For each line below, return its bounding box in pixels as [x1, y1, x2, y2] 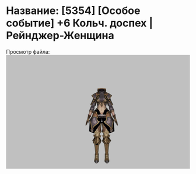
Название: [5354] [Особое [6, 4, 141, 18]
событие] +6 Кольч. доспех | [6, 16, 153, 30]
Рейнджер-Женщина [6, 29, 115, 42]
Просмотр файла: [6, 48, 50, 55]
